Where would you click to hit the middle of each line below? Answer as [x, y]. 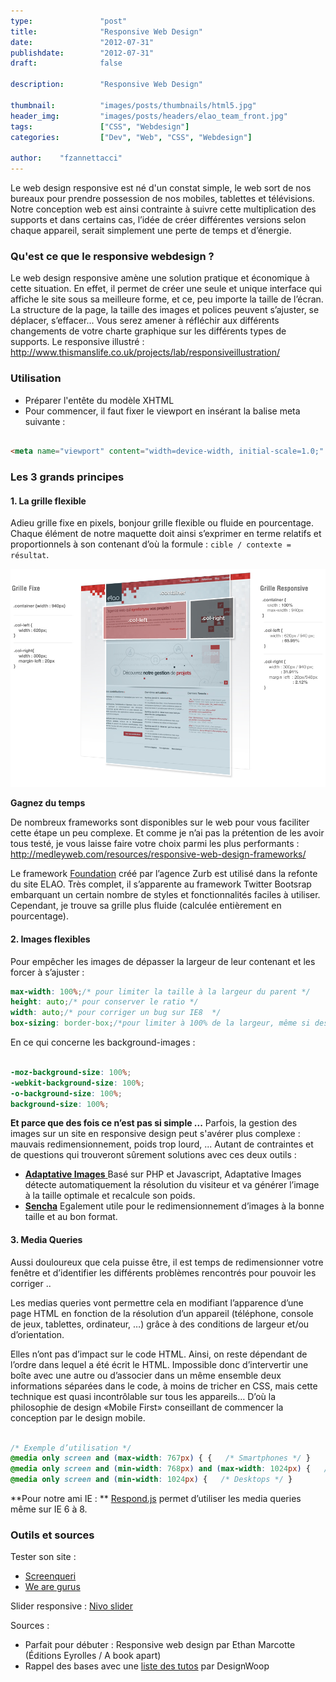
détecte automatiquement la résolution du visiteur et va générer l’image [172, 1185]
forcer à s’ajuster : [47, 972]
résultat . [30, 555]
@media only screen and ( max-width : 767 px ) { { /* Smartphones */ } [160, 1458]
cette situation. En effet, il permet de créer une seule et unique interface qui [166, 289]
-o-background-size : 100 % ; [66, 1093]
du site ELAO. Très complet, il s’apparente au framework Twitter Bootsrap [161, 884]
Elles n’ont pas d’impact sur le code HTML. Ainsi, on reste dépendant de [159, 1354]
